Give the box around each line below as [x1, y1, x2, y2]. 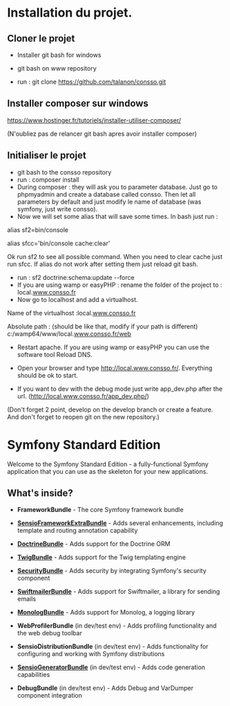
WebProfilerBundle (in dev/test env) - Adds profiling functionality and [17, 621, 217, 630]
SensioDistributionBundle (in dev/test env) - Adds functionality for [17, 642, 209, 651]
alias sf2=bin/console [7, 225, 69, 233]
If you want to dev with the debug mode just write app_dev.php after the [17, 385, 223, 393]
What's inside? [7, 487, 74, 499]
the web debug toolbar [17, 629, 83, 637]
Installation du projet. [7, 5, 133, 21]
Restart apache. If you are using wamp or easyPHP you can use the [17, 343, 210, 351]
